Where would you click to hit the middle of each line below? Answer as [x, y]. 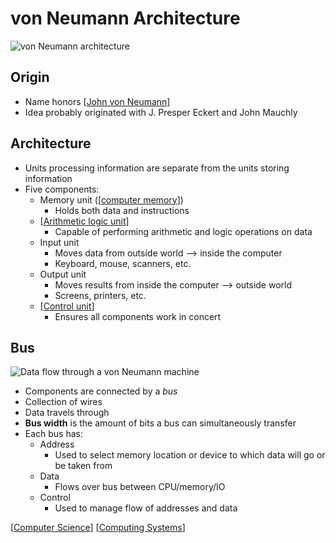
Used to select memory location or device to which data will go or [190, 455]
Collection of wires [63, 402]
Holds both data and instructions [122, 210]
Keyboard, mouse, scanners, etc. [123, 263]
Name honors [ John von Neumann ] [97, 101]
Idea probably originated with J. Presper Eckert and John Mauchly [161, 112]
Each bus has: [54, 434]
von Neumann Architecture [125, 18]
